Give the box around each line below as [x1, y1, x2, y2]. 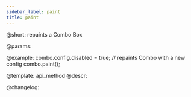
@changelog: [6, 83, 40, 90]
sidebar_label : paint [6, 8, 61, 15]
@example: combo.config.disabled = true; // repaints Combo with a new [6, 54, 186, 61]
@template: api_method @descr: [6, 72, 87, 79]
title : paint [6, 14, 39, 20]
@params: [6, 43, 32, 50]
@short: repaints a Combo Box [6, 31, 83, 38]
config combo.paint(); [6, 60, 60, 68]
